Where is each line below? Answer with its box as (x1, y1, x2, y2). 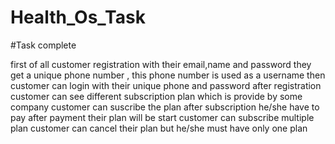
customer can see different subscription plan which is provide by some (10, 90, 303, 102)
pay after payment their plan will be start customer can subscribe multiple (10, 111, 315, 123)
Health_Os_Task (10, 6, 146, 29)
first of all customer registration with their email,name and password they (10, 58, 312, 70)
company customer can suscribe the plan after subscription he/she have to (10, 101, 320, 113)
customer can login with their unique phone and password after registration (10, 79, 322, 91)
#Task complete (10, 39, 77, 51)
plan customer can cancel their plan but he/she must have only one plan (10, 122, 308, 134)
